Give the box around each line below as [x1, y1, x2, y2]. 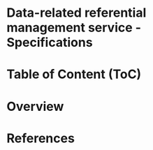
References [6, 130, 75, 146]
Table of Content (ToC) [6, 66, 142, 82]
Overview [6, 98, 64, 114]
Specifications [6, 35, 93, 50]
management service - [6, 20, 141, 36]
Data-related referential [6, 5, 147, 21]
